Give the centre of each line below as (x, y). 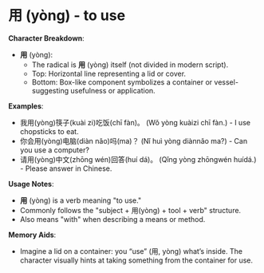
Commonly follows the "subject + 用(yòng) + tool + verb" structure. (130, 210)
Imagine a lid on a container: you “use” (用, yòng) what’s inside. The (131, 251)
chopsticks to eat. (49, 131)
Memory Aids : (32, 235)
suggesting (50, 90)
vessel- (227, 82)
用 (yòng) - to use (67, 16)
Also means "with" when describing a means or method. (112, 219)
